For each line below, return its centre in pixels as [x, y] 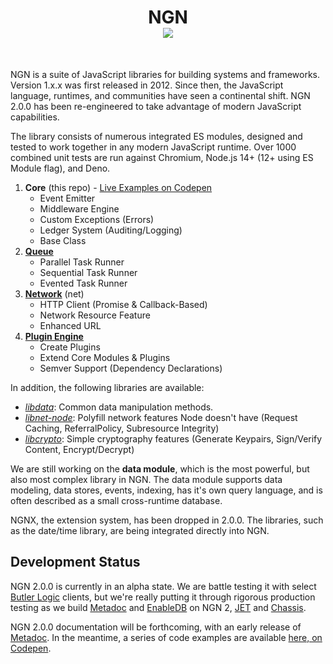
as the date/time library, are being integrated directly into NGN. [140, 530]
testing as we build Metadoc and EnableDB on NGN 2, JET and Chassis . [158, 607]
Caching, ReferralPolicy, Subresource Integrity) [122, 428]
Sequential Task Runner [88, 272]
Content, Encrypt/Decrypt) [79, 449]
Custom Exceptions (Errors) [97, 219]
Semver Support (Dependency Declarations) [131, 368]
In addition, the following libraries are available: [107, 387]
